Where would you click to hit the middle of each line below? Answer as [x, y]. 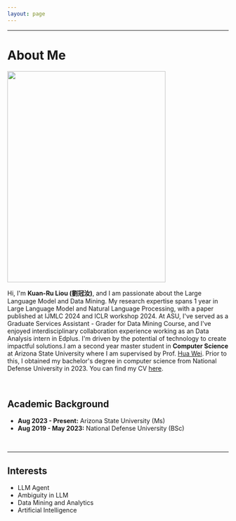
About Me [37, 55]
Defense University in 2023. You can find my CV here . [85, 368]
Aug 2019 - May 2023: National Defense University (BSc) [101, 428]
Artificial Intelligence [47, 510]
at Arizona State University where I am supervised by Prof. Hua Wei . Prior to [117, 353]
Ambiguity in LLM [43, 495]
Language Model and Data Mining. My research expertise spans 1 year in [113, 301]
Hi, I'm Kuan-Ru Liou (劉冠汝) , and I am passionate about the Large [105, 293]
